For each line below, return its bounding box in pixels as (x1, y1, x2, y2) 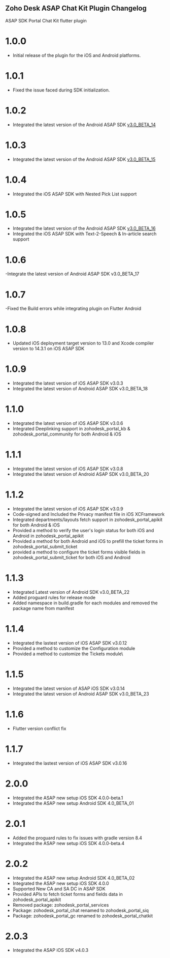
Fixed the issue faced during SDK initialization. (12, 86, 110, 93)
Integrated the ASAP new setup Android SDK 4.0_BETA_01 (12, 800, 134, 806)
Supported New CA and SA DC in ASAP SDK (12, 885, 106, 892)
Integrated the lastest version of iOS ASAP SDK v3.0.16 (12, 760, 127, 766)
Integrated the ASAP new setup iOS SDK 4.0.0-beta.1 (12, 795, 123, 801)
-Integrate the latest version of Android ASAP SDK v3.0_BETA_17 (5, 271, 140, 277)
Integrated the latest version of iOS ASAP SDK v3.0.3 (12, 380, 123, 386)
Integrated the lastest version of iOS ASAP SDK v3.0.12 (12, 640, 127, 646)
